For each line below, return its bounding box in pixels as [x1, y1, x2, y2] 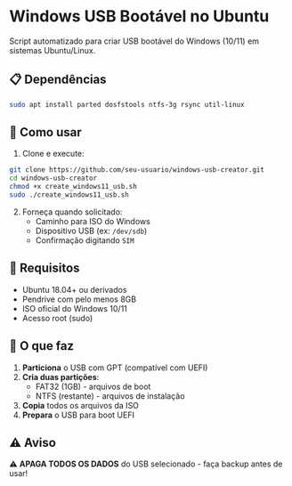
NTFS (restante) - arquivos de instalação [35, 390, 185, 401]
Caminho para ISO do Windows [35, 215, 151, 226]
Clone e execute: [21, 149, 85, 159]
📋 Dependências [9, 72, 107, 87]
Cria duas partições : [21, 371, 100, 382]
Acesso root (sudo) [21, 312, 93, 323]
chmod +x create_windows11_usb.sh [9, 182, 138, 191]
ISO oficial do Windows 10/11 [21, 303, 127, 313]
